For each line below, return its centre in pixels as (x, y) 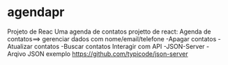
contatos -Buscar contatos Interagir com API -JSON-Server (119, 46)
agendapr (36, 12)
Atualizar (20, 46)
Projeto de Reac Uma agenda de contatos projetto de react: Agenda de (109, 31)
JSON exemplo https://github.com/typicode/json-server (108, 54)
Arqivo (17, 54)
